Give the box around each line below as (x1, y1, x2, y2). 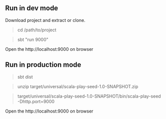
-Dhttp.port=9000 (17, 98, 55, 104)
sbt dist (17, 74, 33, 80)
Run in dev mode (5, 4, 58, 12)
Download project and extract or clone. (5, 17, 86, 23)
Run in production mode (5, 61, 81, 69)
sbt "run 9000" (17, 36, 49, 42)
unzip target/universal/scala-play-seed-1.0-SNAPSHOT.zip (17, 83, 139, 89)
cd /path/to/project (17, 27, 56, 33)
